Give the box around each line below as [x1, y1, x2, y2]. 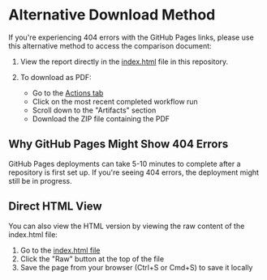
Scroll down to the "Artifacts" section [32, 105, 157, 115]
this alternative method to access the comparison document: [8, 40, 213, 50]
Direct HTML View [8, 200, 102, 214]
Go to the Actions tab [32, 87, 104, 98]
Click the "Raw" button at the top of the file [19, 253, 165, 264]
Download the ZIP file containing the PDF [32, 113, 170, 123]
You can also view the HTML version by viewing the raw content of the [8, 221, 245, 231]
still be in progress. [8, 176, 72, 185]
